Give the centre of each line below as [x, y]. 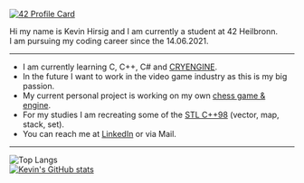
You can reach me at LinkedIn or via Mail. [99, 134]
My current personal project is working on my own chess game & [144, 96]
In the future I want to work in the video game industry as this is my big [155, 76]
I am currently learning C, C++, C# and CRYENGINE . [120, 67]
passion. [38, 86]
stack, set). [43, 124]
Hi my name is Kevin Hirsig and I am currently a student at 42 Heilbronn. [144, 31]
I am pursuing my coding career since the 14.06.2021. [109, 41]
